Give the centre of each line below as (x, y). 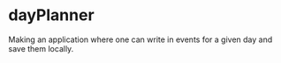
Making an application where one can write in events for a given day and (140, 39)
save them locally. (41, 48)
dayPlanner (51, 15)
